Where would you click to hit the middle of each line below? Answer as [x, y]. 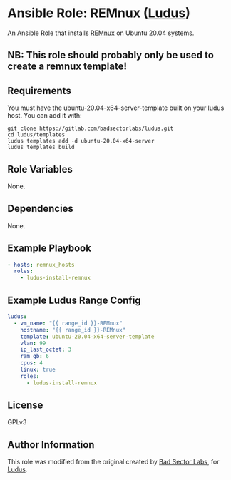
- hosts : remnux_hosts [41, 265]
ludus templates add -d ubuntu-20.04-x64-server [81, 141]
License [25, 405]
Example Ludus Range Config [74, 300]
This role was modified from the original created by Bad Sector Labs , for [113, 462]
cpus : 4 [31, 363]
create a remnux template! [67, 67]
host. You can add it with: [45, 116]
